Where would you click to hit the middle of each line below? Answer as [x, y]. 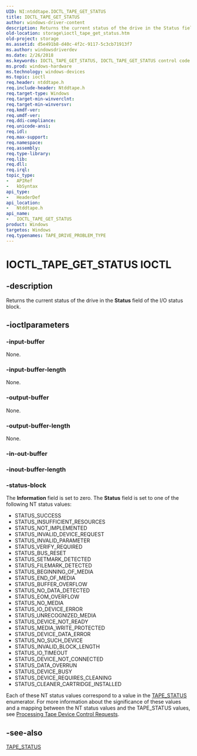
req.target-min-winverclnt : [40, 99]
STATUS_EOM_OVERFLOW [47, 597]
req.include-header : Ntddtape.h [45, 88]
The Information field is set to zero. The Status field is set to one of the [93, 498]
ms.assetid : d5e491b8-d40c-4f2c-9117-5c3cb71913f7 [69, 45]
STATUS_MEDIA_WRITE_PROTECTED [60, 628]
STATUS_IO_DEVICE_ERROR [49, 609]
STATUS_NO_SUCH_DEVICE [49, 640]
